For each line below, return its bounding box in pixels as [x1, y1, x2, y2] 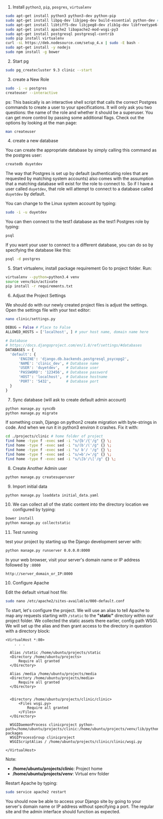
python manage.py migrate [5, 411, 58, 416]
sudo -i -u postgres [5, 86, 47, 91]
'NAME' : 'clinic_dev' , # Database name [18, 361, 99, 366]
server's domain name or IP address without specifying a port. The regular [5, 803, 154, 809]
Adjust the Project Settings [12, 292, 66, 298]
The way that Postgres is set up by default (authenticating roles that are [5, 171, 148, 177]
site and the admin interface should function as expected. [5, 808, 120, 814]
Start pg [12, 58, 29, 64]
